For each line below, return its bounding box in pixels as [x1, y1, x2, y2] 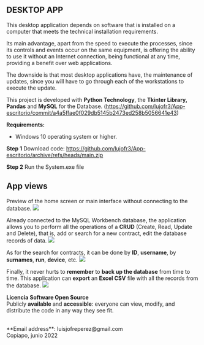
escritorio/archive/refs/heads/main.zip [6, 151, 104, 158]
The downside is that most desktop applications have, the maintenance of [6, 71, 193, 79]
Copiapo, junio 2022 [6, 331, 58, 339]
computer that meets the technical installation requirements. [6, 28, 158, 35]
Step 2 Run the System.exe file [6, 163, 85, 171]
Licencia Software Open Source [6, 293, 89, 301]
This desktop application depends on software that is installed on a [6, 21, 176, 28]
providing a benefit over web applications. [6, 59, 113, 66]
